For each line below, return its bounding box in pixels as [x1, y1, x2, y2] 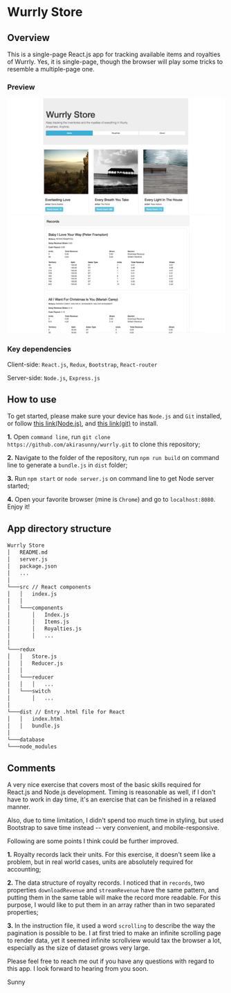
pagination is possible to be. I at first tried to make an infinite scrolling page [7, 928, 221, 937]
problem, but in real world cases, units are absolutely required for [7, 858, 194, 866]
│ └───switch [7, 688, 51, 695]
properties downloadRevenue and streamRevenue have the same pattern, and [7, 885, 219, 894]
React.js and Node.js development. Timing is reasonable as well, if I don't [7, 788, 216, 796]
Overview [7, 32, 50, 44]
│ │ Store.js [7, 653, 57, 660]
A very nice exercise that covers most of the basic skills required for [7, 780, 201, 788]
